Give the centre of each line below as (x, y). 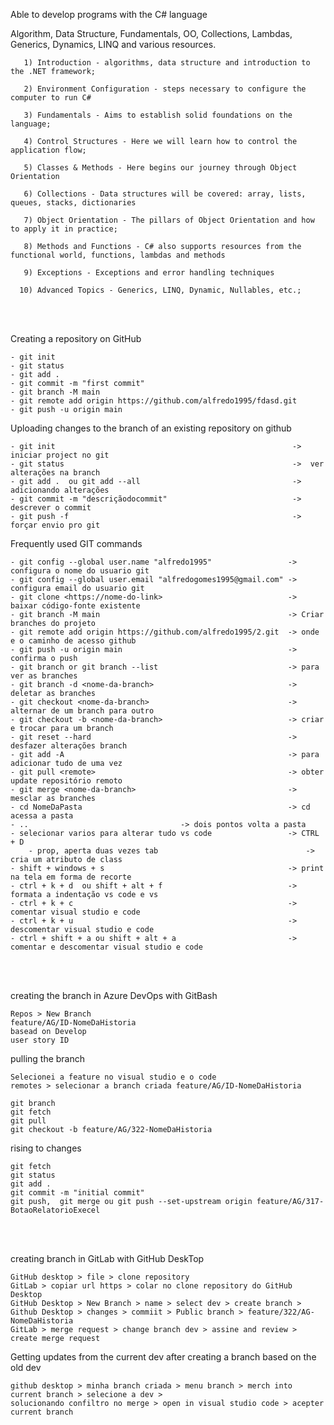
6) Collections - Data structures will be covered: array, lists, (165, 194)
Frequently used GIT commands (76, 543)
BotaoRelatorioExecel (55, 1210)
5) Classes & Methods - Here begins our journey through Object (160, 168)
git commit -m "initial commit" (77, 1193)
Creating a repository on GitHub (76, 338)
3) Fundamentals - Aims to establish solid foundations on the (158, 115)
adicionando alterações (60, 490)
